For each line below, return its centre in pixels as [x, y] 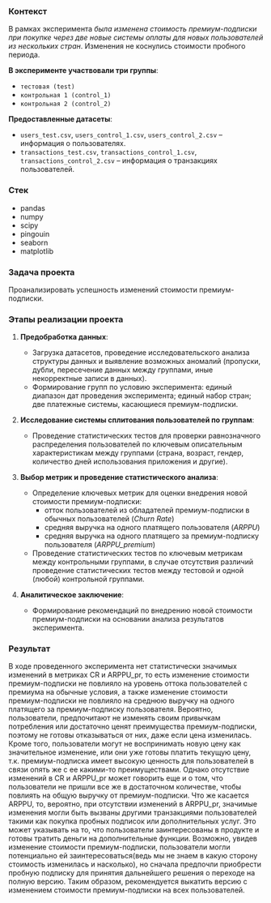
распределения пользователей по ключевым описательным [137, 444]
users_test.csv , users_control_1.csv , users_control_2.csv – [121, 135]
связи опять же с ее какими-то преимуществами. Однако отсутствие [129, 770]
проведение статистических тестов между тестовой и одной [138, 571]
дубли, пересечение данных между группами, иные [123, 370]
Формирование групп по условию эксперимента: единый [132, 387]
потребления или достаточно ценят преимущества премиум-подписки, [133, 726]
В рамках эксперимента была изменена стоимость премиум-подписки [133, 29]
